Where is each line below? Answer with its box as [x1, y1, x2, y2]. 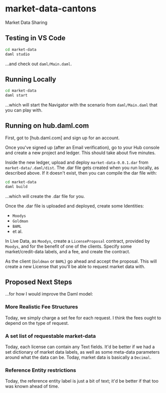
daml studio [5, 52, 30, 57]
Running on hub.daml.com [5, 121, 89, 130]
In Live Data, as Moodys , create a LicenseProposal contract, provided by [5, 238, 150, 244]
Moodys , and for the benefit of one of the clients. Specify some [5, 243, 132, 249]
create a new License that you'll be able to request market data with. [5, 263, 146, 269]
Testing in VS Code [5, 34, 66, 42]
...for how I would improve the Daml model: [5, 291, 93, 297]
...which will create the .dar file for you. [5, 193, 85, 199]
